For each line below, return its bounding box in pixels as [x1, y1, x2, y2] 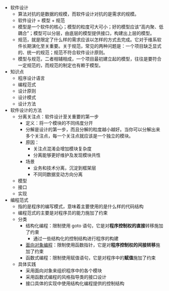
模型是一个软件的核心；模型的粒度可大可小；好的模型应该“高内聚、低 [17, 24, 164, 30]
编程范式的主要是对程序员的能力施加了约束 [17, 210, 108, 216]
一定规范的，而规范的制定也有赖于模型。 [17, 62, 103, 68]
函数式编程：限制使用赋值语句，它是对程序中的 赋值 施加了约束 [25, 255, 156, 261]
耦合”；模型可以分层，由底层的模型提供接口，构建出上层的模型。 [17, 30, 155, 36]
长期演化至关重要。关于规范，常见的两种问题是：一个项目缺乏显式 [22, 43, 162, 49]
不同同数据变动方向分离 [33, 171, 83, 177]
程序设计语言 [17, 75, 45, 81]
